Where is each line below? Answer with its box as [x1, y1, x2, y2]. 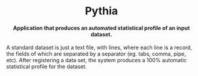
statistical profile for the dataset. [6, 63, 88, 70]
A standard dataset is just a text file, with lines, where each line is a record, [6, 44, 193, 51]
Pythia [85, 4, 118, 18]
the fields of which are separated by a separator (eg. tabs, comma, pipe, [6, 50, 186, 57]
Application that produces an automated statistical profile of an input [13, 24, 190, 31]
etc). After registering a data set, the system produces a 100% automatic [6, 57, 187, 64]
